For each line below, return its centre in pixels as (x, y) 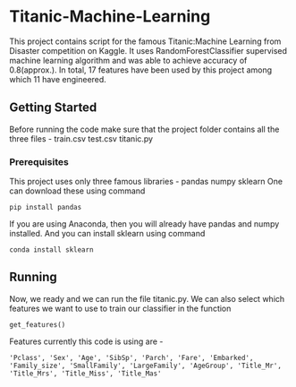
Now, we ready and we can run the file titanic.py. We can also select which (147, 298)
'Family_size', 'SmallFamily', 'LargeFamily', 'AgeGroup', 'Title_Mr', (145, 365)
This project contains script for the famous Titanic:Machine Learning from (145, 41)
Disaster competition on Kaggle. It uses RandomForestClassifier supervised (148, 50)
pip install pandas (46, 208)
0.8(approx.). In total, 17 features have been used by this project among (141, 70)
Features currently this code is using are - (86, 341)
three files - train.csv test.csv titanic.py (81, 138)
